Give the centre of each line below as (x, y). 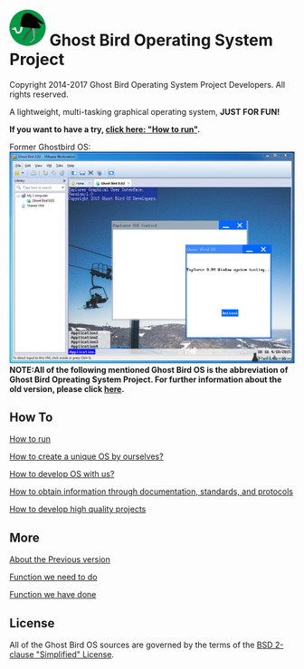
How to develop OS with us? (62, 474)
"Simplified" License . (75, 654)
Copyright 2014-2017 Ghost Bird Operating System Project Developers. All (147, 84)
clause (22, 654)
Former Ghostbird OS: (50, 147)
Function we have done (53, 595)
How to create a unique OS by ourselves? (87, 456)
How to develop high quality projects (78, 509)
